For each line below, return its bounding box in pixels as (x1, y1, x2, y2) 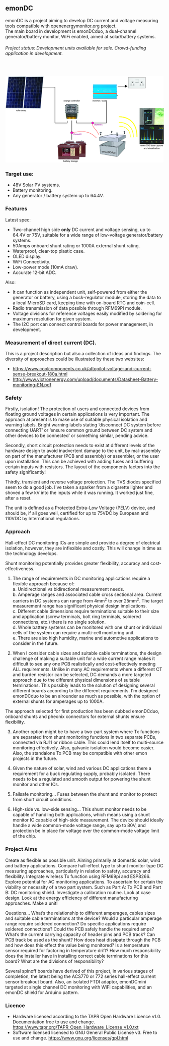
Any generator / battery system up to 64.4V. (12, 193, 104, 199)
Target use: (5, 171, 34, 178)
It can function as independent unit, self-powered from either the (12, 289, 147, 295)
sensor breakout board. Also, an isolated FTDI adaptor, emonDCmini (5, 978, 147, 984)
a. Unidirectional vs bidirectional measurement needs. (12, 586, 124, 592)
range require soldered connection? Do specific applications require (5, 920, 146, 926)
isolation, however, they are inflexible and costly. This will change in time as (5, 545, 162, 551)
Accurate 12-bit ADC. (12, 269, 57, 276)
